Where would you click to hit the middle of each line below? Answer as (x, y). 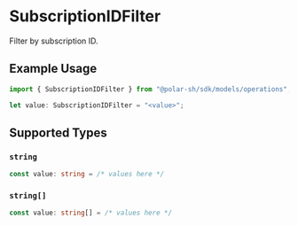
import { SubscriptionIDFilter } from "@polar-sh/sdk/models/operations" (149, 89)
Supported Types (59, 132)
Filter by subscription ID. (54, 41)
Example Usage (53, 69)
